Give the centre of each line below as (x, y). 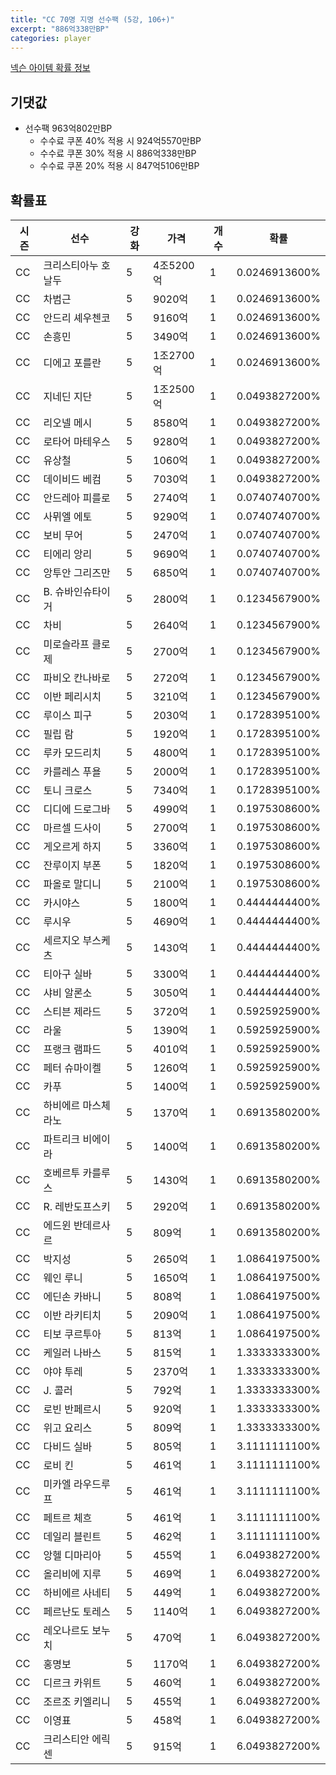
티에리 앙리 (68, 554)
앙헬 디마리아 (72, 1555)
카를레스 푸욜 (72, 771)
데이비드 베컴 (72, 479)
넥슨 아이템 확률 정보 (50, 68)
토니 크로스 (68, 790)
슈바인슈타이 (82, 591)
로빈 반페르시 (72, 1409)
